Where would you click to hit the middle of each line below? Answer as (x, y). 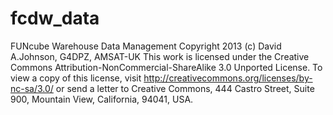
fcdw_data (55, 18)
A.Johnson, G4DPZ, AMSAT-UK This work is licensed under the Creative (160, 56)
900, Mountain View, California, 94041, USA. (102, 99)
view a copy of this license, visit (76, 78)
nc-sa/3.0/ (32, 88)
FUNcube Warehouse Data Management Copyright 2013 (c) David (146, 46)
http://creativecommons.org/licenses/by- (228, 78)
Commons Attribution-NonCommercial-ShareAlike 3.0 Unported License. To (166, 67)
